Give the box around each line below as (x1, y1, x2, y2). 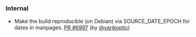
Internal (5, 4, 29, 13)
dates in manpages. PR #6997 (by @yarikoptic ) (14, 24, 130, 31)
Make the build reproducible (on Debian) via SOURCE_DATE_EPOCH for (14, 18, 190, 25)
